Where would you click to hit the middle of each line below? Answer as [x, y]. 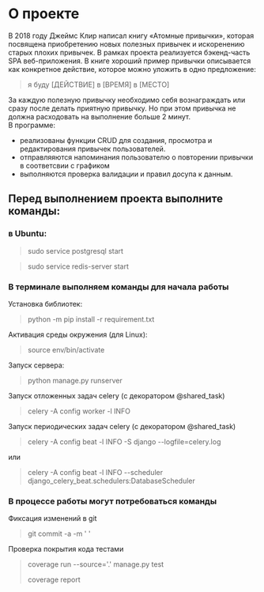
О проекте [44, 14]
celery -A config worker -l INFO [79, 411]
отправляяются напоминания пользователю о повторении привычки [136, 157]
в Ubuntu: [28, 234]
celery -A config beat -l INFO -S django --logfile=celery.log [124, 441]
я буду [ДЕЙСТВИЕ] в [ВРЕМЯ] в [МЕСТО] [98, 85]
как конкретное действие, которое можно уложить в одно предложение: [132, 69]
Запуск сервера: [36, 365]
